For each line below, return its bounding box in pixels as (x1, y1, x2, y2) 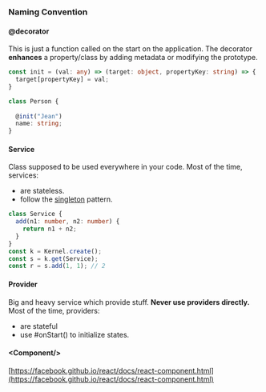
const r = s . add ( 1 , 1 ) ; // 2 (8, 262, 106, 270)
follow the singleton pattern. (19, 194, 114, 204)
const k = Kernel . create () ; (8, 247, 103, 255)
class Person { (8, 97, 59, 106)
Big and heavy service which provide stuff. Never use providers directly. (8, 297, 250, 306)
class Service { (8, 210, 62, 218)
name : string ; (15, 119, 62, 128)
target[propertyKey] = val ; (15, 75, 110, 83)
